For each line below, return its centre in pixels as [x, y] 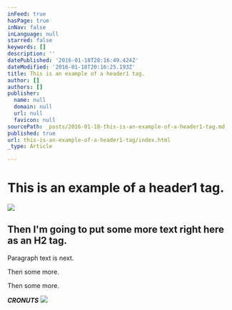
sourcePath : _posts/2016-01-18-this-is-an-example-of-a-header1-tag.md [116, 126]
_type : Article [30, 147]
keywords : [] [27, 47]
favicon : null [35, 120]
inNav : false [27, 27]
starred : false [30, 41]
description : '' [31, 54]
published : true [31, 133]
